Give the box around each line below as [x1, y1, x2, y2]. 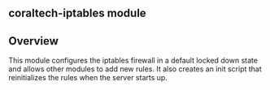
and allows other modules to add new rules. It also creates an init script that [8, 64, 262, 74]
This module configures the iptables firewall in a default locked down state [8, 56, 259, 66]
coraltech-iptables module [8, 6, 146, 20]
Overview [8, 34, 59, 48]
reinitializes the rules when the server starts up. [8, 73, 168, 83]
